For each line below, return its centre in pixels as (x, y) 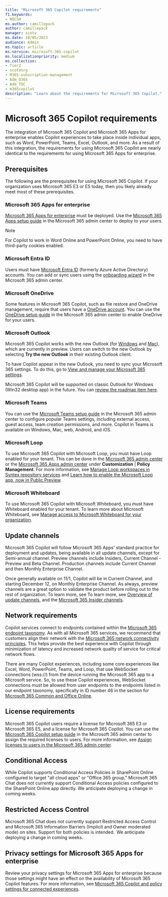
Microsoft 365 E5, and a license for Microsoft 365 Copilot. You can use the (82, 729)
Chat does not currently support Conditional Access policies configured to (82, 783)
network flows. (20, 654)
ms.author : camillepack (30, 24)
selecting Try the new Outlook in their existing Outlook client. (68, 354)
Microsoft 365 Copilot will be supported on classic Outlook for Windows (79, 384)
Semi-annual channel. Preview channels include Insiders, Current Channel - (83, 558)
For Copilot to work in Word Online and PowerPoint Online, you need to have (84, 240)
